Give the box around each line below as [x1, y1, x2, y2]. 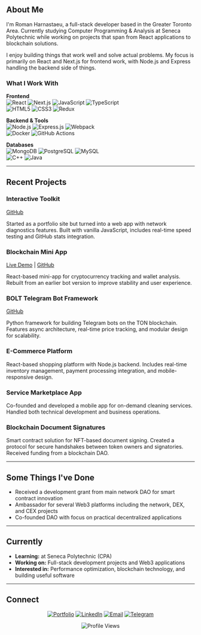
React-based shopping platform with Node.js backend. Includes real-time [6, 360, 187, 367]
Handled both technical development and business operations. [6, 408, 161, 415]
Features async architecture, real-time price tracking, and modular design [6, 326, 188, 333]
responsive [6, 373, 34, 381]
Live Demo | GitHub [6, 262, 55, 269]
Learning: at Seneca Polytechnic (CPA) [14, 552, 112, 560]
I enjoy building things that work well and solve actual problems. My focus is [6, 51, 194, 59]
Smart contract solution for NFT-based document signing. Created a [6, 437, 175, 444]
